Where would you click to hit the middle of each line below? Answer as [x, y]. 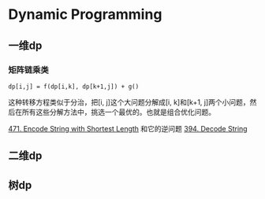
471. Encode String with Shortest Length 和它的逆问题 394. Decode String [128, 128]
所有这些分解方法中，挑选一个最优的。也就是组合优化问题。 [118, 112]
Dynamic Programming [85, 15]
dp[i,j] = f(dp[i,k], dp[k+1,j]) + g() [74, 87]
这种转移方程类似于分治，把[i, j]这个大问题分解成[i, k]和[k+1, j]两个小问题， [129, 102]
